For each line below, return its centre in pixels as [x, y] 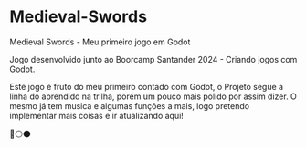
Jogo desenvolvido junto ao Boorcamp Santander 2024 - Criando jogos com [153, 59]
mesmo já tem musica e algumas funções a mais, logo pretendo [129, 105]
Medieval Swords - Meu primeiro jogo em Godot [100, 42]
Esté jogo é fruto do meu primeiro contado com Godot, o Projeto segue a [147, 86]
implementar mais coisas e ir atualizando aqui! [97, 115]
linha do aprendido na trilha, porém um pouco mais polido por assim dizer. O [153, 96]
